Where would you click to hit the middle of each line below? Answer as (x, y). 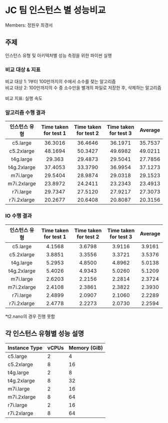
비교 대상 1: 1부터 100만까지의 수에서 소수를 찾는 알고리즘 (60, 82)
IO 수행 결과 (19, 216)
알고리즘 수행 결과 (25, 112)
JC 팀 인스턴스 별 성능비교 (55, 10)
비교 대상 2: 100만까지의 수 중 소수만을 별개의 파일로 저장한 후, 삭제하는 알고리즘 (83, 88)
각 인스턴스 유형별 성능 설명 (44, 334)
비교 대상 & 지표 (23, 70)
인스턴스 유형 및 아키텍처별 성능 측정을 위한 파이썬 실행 (58, 55)
